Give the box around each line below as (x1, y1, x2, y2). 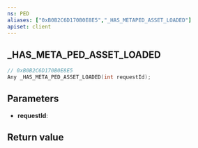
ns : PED (7, 10, 30, 17)
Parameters (7, 93, 59, 105)
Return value (7, 131, 64, 143)
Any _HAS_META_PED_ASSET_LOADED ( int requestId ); (7, 74, 151, 81)
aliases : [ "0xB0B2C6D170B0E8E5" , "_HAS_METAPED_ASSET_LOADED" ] (7, 17, 192, 24)
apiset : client (7, 23, 52, 30)
